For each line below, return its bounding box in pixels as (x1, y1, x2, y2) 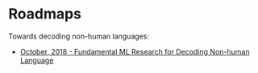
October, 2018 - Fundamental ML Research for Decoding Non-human (19, 47, 250, 56)
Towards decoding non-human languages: (8, 31, 149, 41)
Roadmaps (8, 5, 82, 23)
